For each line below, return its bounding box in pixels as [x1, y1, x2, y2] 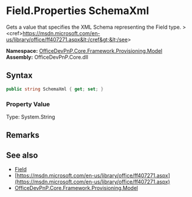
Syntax [6, 70, 33, 80]
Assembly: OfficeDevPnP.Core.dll [6, 53, 89, 60]
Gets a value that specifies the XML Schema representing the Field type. [6, 23, 181, 30]
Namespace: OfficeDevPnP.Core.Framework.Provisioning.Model [6, 47, 163, 54]
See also [6, 150, 38, 160]
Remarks [6, 130, 40, 140]
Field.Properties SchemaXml [6, 4, 149, 18]
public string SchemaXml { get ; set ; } [6, 86, 104, 92]
